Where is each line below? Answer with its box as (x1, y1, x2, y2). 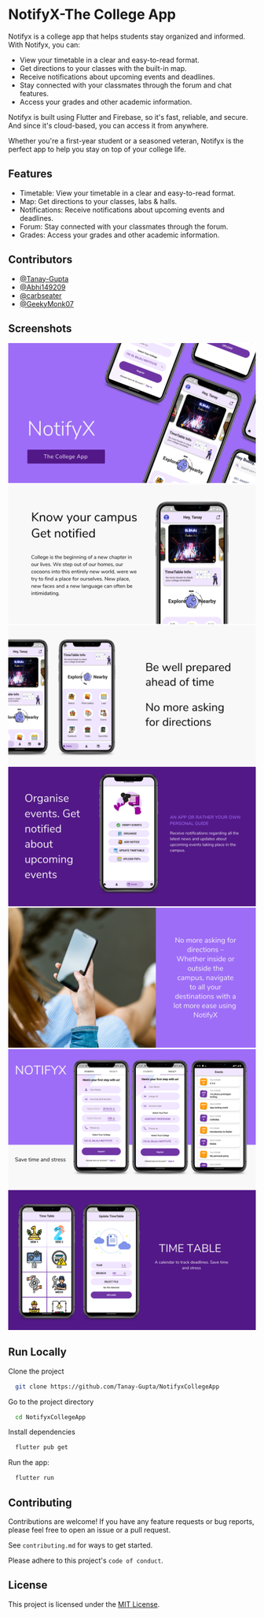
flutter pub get (15, 1444, 68, 1451)
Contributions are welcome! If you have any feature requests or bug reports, (8, 1517, 255, 1526)
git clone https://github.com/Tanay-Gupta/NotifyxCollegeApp (15, 1382, 220, 1391)
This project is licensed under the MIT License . (8, 1599, 160, 1609)
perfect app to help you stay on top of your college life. (8, 144, 187, 154)
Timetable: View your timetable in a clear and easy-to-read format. (19, 188, 236, 198)
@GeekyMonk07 (19, 299, 75, 308)
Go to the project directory (8, 1397, 94, 1406)
